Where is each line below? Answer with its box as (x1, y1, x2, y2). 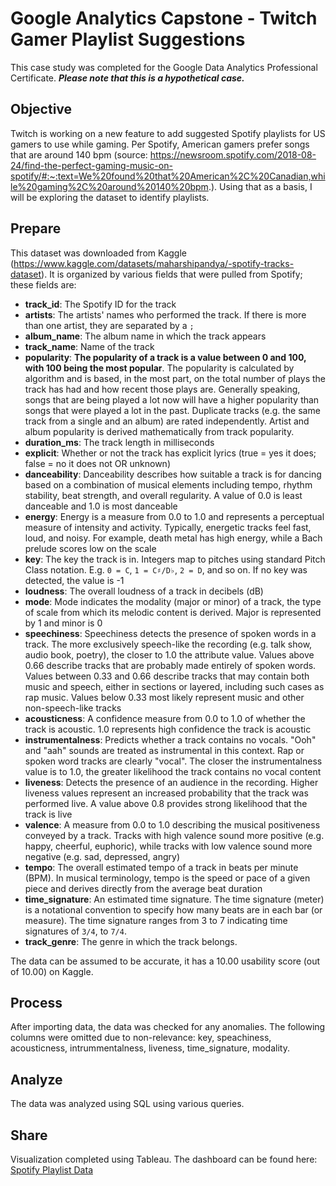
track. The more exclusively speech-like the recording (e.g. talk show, (24, 638, 313, 650)
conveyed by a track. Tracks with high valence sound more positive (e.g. (24, 829, 325, 841)
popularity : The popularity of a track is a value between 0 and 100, (24, 351, 307, 363)
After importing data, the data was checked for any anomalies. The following (10, 1021, 326, 1033)
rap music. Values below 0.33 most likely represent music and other (24, 691, 305, 703)
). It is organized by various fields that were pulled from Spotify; (41, 268, 303, 280)
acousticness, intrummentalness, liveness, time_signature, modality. (10, 1042, 290, 1054)
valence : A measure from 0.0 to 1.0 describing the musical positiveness (24, 818, 321, 831)
